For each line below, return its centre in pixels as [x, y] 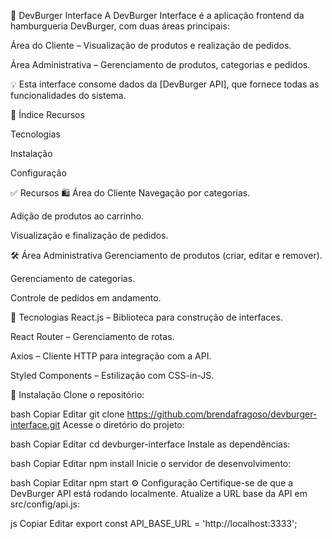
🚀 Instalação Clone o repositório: [77, 394]
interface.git [35, 424]
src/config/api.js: [45, 504]
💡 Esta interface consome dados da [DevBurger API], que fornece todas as [165, 84]
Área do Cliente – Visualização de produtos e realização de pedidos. [151, 45]
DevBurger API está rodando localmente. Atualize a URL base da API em [159, 493]
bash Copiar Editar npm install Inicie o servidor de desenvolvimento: [151, 463]
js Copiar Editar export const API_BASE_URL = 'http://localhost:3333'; [154, 523]
